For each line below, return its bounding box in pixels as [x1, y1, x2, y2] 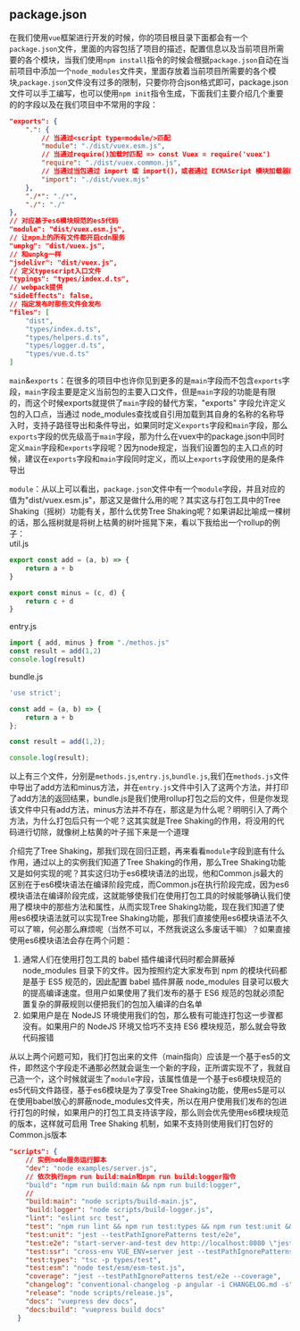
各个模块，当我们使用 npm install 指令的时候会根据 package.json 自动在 [24, 54, 281, 65]
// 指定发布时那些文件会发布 [9, 299, 102, 309]
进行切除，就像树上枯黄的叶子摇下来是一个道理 [16, 827, 189, 838]
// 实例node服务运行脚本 [25, 1156, 107, 1165]
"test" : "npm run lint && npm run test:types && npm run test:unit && [25, 1222, 294, 1232]
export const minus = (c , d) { [9, 588, 126, 597]
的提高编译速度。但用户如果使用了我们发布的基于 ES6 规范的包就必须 [21, 988, 277, 998]
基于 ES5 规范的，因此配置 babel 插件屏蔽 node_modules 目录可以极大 [29, 976, 289, 987]
